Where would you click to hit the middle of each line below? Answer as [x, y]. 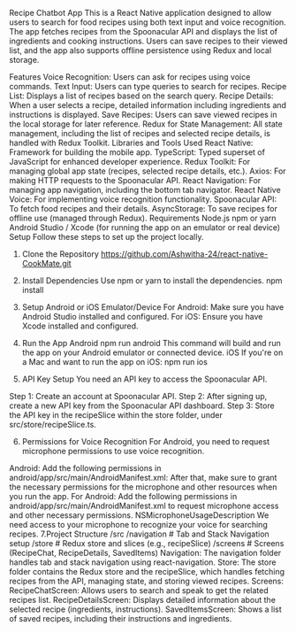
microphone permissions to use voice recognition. [113, 451]
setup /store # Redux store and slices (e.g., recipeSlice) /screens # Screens [147, 543]
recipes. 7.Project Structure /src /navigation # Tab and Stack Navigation [139, 534]
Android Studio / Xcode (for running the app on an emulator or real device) [145, 228]
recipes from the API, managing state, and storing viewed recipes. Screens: [147, 581]
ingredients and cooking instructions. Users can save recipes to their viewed [148, 41]
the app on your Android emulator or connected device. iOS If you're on [152, 352]
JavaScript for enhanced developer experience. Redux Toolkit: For [130, 162]
